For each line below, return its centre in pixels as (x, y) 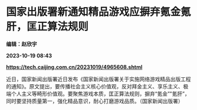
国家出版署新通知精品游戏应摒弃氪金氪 (99, 12)
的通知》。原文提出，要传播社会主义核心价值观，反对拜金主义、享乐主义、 (95, 86)
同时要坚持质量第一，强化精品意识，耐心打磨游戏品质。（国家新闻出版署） (95, 101)
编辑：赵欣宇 (21, 44)
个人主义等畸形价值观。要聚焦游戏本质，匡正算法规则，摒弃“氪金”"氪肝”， (101, 94)
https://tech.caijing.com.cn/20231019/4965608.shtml (74, 67)
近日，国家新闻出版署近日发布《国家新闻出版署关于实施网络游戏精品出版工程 (98, 79)
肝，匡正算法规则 (47, 27)
